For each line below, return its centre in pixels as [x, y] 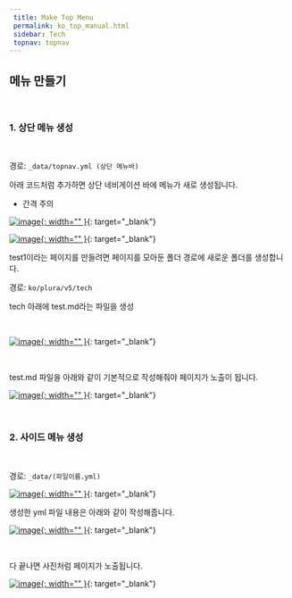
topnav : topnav [41, 42]
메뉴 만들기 [38, 81]
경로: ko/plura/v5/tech [51, 287]
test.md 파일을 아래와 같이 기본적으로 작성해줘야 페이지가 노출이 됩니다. [134, 378]
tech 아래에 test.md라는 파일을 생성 [71, 307]
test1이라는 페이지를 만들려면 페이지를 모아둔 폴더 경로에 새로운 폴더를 [131, 257]
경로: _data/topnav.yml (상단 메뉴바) [74, 166]
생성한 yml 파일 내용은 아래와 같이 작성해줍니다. [92, 512]
